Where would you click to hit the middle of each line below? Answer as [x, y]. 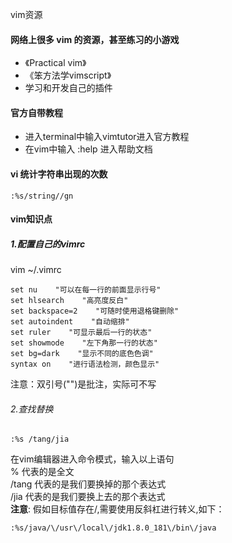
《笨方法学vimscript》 [68, 75]
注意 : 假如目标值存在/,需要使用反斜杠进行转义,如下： [117, 509]
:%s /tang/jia [40, 439]
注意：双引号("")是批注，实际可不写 [83, 384]
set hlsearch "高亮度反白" [69, 301]
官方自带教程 [36, 112]
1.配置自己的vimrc [48, 244]
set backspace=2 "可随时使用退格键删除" [95, 311]
